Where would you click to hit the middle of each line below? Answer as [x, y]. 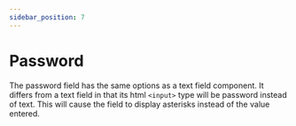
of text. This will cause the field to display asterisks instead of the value [140, 104]
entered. [24, 113]
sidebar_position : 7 [47, 17]
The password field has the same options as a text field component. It [136, 85]
